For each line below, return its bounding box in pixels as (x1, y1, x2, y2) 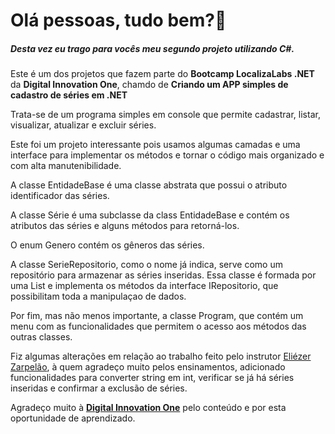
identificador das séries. (10, 190, 110, 202)
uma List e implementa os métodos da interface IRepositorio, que (10, 280, 279, 292)
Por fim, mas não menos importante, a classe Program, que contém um (10, 310, 304, 322)
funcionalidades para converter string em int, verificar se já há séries (10, 372, 295, 384)
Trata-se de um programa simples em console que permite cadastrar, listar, (10, 109, 321, 121)
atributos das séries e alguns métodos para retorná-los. (10, 220, 240, 232)
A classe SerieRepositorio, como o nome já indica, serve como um (10, 259, 283, 271)
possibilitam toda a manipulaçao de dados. (10, 290, 187, 303)
